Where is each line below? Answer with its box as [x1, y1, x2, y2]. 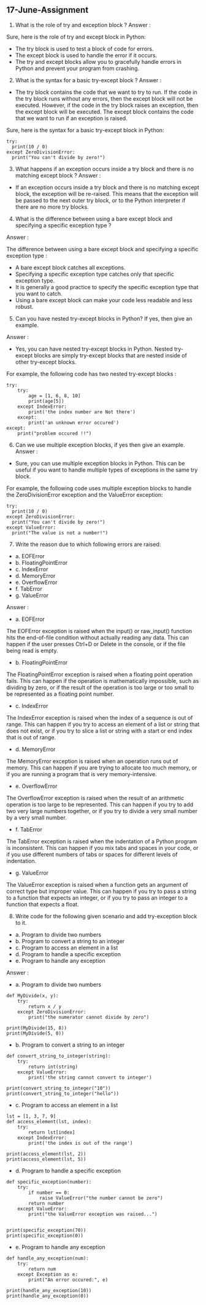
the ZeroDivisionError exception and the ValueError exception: [6, 491, 163, 498]
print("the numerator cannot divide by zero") [28, 1014, 150, 1020]
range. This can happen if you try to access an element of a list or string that [6, 720, 200, 728]
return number [28, 1200, 64, 1206]
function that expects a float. [6, 900, 79, 908]
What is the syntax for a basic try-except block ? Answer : [15, 76, 162, 84]
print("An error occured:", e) [28, 1277, 109, 1283]
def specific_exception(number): [6, 1178, 92, 1185]
